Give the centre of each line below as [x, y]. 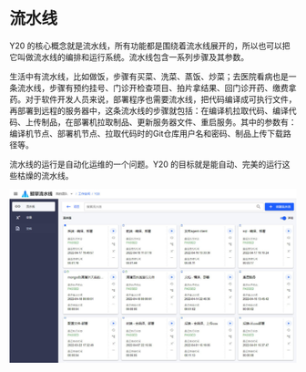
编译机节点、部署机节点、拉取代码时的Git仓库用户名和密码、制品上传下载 [147, 133]
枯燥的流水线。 [45, 175]
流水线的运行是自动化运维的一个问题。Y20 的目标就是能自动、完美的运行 [146, 164]
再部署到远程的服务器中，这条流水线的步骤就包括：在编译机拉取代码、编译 [149, 110]
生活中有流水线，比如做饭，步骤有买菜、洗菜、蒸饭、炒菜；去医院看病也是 [149, 76]
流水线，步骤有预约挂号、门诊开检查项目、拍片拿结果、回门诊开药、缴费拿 [157, 88]
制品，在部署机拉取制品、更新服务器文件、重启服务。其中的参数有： [168, 122]
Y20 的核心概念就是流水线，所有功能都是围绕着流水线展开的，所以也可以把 [150, 46]
